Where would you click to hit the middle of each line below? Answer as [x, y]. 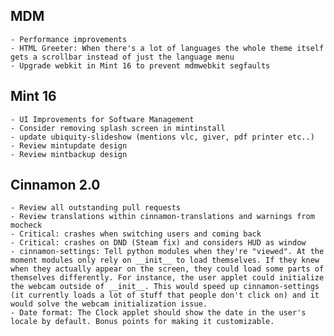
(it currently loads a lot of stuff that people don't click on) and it [165, 295]
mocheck [26, 225]
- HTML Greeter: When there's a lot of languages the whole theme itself [167, 48]
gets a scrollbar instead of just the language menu [122, 57]
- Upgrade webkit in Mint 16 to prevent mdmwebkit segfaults [140, 65]
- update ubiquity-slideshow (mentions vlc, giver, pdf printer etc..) [162, 137]
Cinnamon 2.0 [55, 185]
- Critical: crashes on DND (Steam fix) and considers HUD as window [158, 243]
